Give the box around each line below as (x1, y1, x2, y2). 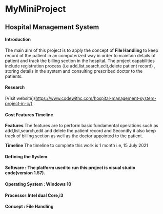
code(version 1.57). (5, 170, 45, 176)
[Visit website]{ (5, 95, 36, 101)
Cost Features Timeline (5, 111, 54, 118)
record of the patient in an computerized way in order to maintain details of (5, 52, 156, 58)
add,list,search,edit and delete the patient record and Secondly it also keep (5, 128, 156, 134)
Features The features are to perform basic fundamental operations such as (5, 123, 159, 128)
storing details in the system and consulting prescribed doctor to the (5, 68, 143, 74)
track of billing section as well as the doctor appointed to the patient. (5, 133, 143, 139)
